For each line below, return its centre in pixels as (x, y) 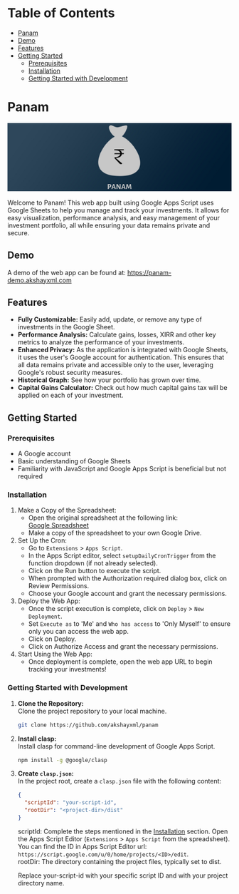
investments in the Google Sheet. (66, 327)
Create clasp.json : (46, 774)
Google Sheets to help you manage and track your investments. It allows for (118, 210)
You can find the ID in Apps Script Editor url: (82, 846)
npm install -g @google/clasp (63, 760)
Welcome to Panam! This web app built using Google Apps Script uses (111, 202)
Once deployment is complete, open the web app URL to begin (120, 662)
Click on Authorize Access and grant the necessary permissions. (123, 647)
